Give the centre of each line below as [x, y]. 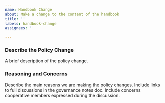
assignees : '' [20, 28]
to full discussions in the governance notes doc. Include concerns [73, 90]
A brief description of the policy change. [47, 61]
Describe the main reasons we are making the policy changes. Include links [83, 85]
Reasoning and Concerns [36, 74]
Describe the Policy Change [39, 50]
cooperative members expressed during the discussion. [62, 95]
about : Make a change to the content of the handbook [62, 14]
